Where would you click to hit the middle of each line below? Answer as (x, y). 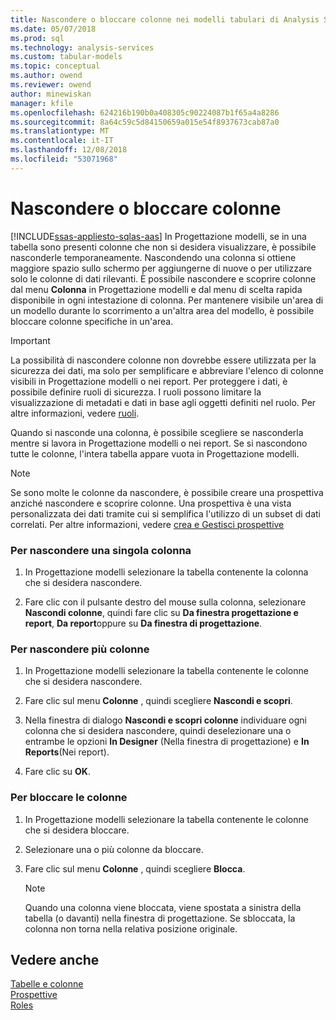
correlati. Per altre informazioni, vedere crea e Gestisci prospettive (147, 524)
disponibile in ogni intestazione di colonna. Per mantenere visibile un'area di (167, 300)
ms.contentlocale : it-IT (62, 141)
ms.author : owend (46, 76)
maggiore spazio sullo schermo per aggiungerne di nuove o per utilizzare (161, 268)
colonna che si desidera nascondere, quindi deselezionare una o (158, 731)
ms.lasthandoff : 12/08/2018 (69, 150)
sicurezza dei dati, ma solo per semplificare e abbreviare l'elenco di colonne (167, 370)
